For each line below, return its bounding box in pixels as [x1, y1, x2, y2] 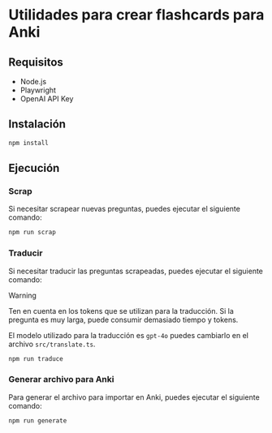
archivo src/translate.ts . [8, 339, 96, 349]
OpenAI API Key [19, 94, 74, 103]
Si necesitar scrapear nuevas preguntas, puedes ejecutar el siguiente [8, 204, 241, 214]
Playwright [19, 85, 57, 95]
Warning [8, 290, 37, 300]
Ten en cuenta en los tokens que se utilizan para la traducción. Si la [8, 306, 234, 315]
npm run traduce [8, 354, 63, 362]
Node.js [19, 77, 47, 86]
